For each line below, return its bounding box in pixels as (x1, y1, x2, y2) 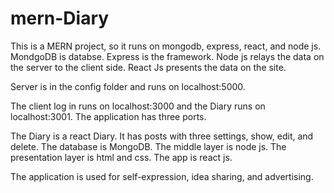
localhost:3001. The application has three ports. (10, 110, 207, 122)
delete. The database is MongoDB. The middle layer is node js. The (10, 140, 287, 152)
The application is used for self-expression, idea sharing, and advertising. (10, 170, 314, 182)
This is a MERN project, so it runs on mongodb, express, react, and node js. (10, 40, 322, 52)
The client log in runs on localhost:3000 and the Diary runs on (10, 100, 266, 112)
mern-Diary (10, 7, 110, 30)
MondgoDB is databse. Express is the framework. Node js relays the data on (10, 50, 325, 62)
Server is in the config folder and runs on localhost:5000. (10, 80, 246, 92)
